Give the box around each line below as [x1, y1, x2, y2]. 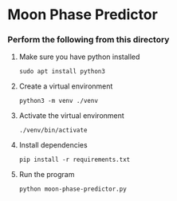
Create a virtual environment [18, 81, 113, 91]
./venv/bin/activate [18, 126, 88, 135]
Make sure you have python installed [18, 52, 140, 61]
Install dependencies [18, 140, 88, 150]
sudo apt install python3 [18, 68, 105, 76]
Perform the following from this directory [7, 34, 170, 45]
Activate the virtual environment [18, 111, 124, 120]
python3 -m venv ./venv [18, 97, 99, 105]
